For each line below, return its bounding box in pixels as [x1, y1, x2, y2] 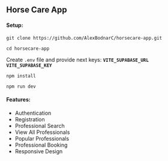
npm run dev [6, 84, 36, 90]
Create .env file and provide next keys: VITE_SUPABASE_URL [6, 56, 149, 63]
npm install [6, 73, 36, 79]
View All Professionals [14, 129, 70, 136]
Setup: [6, 21, 23, 29]
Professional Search [14, 122, 65, 129]
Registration [14, 115, 45, 123]
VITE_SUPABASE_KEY [6, 62, 52, 68]
